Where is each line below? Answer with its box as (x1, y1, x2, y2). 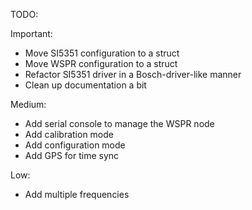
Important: (10, 28, 53, 39)
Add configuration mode (24, 139, 126, 151)
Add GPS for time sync (24, 150, 120, 161)
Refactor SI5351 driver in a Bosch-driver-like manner (24, 69, 242, 80)
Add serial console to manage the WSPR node (24, 118, 215, 129)
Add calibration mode (24, 129, 114, 140)
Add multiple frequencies (24, 189, 130, 200)
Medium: (10, 99, 47, 110)
